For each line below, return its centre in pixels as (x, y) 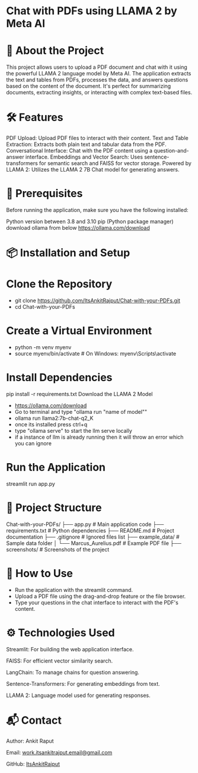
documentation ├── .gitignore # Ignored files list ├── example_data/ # (93, 537)
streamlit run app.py (31, 484)
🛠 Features (35, 118)
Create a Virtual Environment (79, 331)
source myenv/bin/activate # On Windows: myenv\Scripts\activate (95, 354)
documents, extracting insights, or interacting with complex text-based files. (99, 93)
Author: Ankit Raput (30, 741)
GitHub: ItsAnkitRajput (33, 764)
